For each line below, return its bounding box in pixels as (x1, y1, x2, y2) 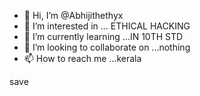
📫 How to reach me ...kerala (23, 53, 142, 64)
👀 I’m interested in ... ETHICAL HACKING (23, 20, 191, 32)
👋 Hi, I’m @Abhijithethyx (23, 10, 124, 21)
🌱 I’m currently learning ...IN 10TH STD (23, 31, 184, 42)
